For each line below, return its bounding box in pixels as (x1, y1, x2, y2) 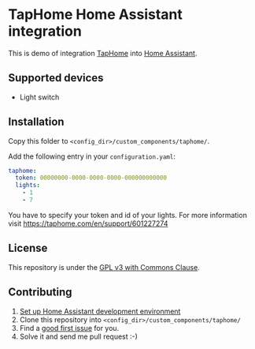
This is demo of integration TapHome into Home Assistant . (8, 48, 198, 58)
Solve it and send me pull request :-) (19, 332, 138, 341)
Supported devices (8, 71, 104, 84)
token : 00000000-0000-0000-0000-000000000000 (15, 174, 168, 182)
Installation (8, 115, 65, 129)
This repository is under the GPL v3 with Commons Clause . (8, 262, 201, 272)
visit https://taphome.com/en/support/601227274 (8, 219, 168, 228)
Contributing (8, 286, 72, 299)
